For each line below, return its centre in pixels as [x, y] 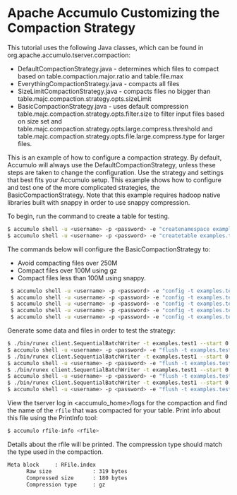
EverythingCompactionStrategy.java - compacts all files [98, 83]
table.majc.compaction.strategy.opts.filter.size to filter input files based [121, 114]
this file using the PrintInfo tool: [53, 418]
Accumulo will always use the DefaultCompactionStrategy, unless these [112, 165]
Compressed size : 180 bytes [77, 478]
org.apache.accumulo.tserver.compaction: [69, 55]
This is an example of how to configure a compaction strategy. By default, [115, 157]
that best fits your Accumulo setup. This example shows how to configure [115, 180]
